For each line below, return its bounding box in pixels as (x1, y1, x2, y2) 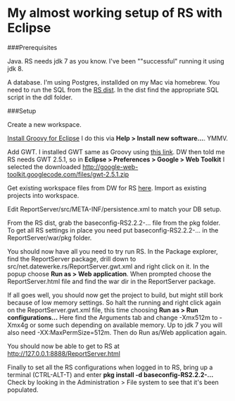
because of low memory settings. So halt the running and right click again (7, 298, 222, 307)
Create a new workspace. (7, 120, 82, 128)
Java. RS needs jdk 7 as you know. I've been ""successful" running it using (7, 56, 224, 65)
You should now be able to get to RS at (7, 342, 120, 350)
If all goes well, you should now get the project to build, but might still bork (7, 290, 224, 299)
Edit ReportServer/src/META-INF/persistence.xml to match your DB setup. (7, 204, 222, 213)
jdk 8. (7, 64, 23, 73)
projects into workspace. (7, 191, 80, 199)
